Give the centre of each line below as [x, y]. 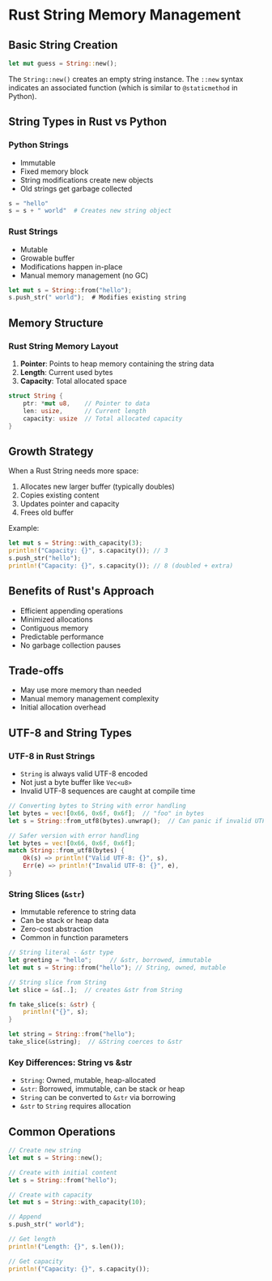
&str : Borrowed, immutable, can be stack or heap [102, 1089]
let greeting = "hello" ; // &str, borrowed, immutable [110, 960]
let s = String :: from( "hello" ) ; [63, 1180]
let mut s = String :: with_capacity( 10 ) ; [78, 1202]
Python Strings [38, 145]
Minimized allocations [56, 619]
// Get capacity [36, 1261]
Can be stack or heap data [64, 921]
